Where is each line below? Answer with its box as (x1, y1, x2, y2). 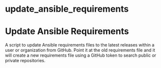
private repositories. (5, 58, 45, 64)
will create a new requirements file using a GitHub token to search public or (5, 52, 157, 58)
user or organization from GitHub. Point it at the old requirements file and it (5, 47, 155, 53)
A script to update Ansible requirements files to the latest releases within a (5, 42, 155, 48)
